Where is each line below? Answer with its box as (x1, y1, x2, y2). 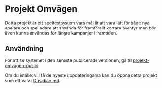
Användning (5, 44, 44, 53)
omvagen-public (5, 62, 38, 68)
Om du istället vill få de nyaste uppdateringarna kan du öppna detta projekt (5, 72, 157, 78)
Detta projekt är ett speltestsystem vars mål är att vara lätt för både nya (5, 20, 150, 26)
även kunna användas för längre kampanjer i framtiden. (5, 30, 117, 36)
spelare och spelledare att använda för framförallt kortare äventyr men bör (5, 25, 156, 30)
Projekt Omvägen (5, 3, 78, 15)
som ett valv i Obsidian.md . (5, 77, 61, 83)
